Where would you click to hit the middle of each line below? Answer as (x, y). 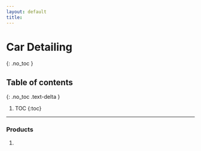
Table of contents (39, 82)
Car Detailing (39, 47)
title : (14, 17)
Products (20, 129)
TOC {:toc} (28, 108)
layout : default (26, 12)
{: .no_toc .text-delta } (33, 97)
